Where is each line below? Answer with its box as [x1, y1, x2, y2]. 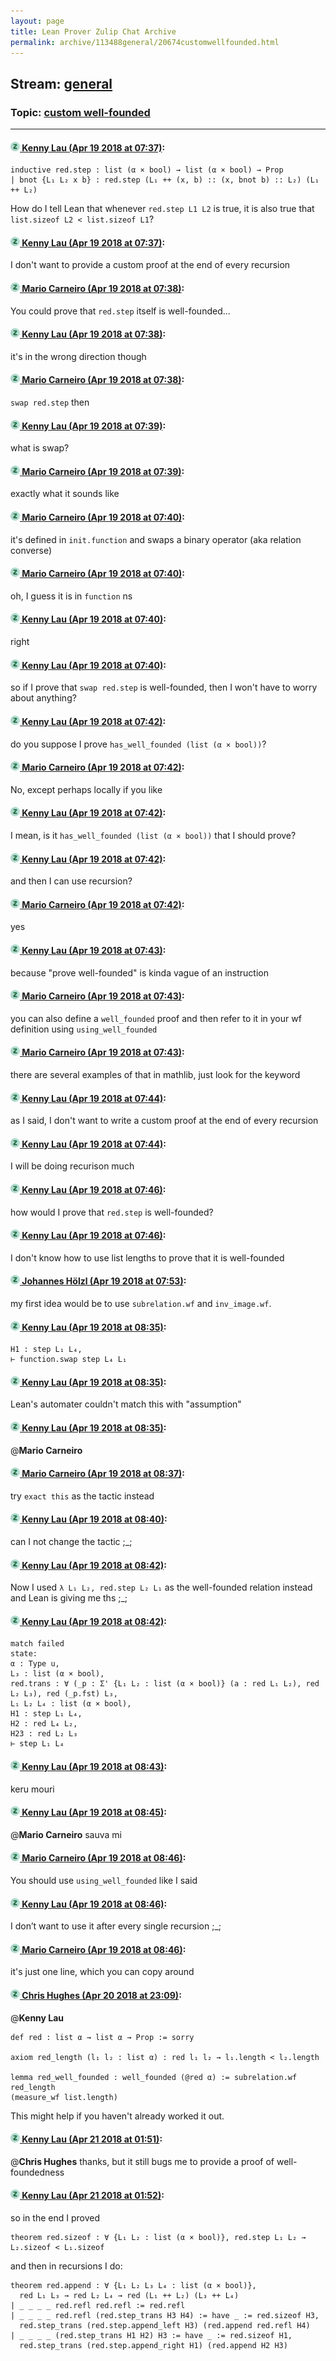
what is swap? [10, 442, 70, 454]
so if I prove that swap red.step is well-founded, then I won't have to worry [10, 681, 318, 694]
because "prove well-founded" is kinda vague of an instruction [10, 966, 269, 979]
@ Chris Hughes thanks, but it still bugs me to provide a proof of [10, 2155, 275, 2167]
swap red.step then [10, 396, 90, 409]
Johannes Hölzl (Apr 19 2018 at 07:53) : [21, 1275, 187, 1287]
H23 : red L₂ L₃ [10, 1729, 78, 1739]
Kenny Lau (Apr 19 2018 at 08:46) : [21, 1898, 168, 1910]
